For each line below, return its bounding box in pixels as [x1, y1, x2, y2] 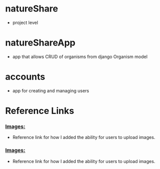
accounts [5, 71, 45, 82]
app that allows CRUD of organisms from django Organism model [12, 53, 148, 59]
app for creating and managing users [12, 87, 89, 93]
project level [12, 19, 39, 25]
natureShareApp [5, 37, 76, 48]
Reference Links [5, 105, 74, 116]
